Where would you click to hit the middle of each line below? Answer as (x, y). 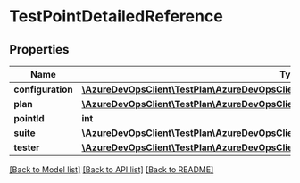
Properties (39, 50)
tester (27, 147)
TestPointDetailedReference (116, 17)
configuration (43, 89)
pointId (29, 118)
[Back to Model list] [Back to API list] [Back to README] (112, 170)
